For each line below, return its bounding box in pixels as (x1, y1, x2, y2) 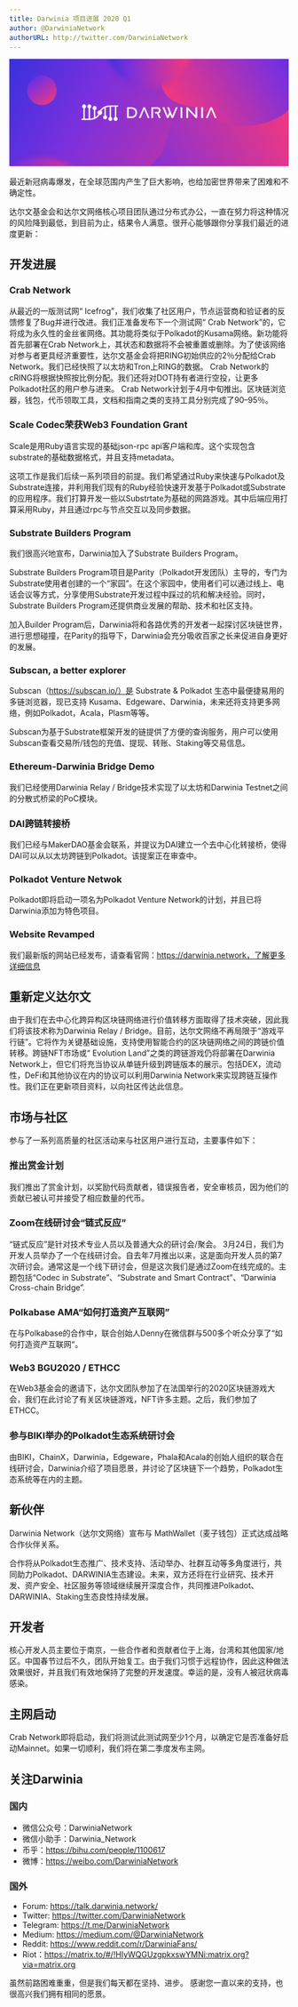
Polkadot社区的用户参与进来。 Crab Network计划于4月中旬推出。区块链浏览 (9, 383, 286, 394)
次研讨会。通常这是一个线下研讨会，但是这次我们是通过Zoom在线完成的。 (9, 1261, 279, 1272)
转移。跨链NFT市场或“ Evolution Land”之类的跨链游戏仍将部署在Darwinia (9, 1048, 276, 1058)
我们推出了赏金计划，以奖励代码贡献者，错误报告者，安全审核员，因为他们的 (9, 1181, 289, 1192)
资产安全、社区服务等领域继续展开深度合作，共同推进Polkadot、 (24, 1579, 259, 1591)
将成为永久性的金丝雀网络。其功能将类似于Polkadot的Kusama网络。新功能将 (9, 327, 288, 338)
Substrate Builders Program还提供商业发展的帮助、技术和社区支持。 (9, 600, 258, 611)
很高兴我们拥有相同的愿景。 (9, 1988, 111, 2000)
